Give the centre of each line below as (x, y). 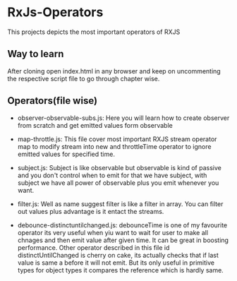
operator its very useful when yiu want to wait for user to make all (113, 232)
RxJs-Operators (55, 12)
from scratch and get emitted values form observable (95, 125)
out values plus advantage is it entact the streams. (91, 211)
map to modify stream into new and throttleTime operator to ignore (114, 146)
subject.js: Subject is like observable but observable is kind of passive (120, 167)
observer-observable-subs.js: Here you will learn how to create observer (123, 118)
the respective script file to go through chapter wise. (84, 78)
